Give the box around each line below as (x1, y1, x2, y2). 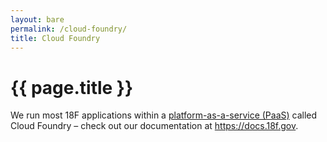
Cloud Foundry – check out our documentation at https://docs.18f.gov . (10, 120, 299, 132)
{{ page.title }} (10, 76, 134, 99)
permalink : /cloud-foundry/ (10, 24, 128, 34)
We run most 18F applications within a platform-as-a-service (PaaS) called (10, 109, 318, 121)
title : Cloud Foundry (10, 33, 101, 43)
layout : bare (10, 14, 65, 25)
